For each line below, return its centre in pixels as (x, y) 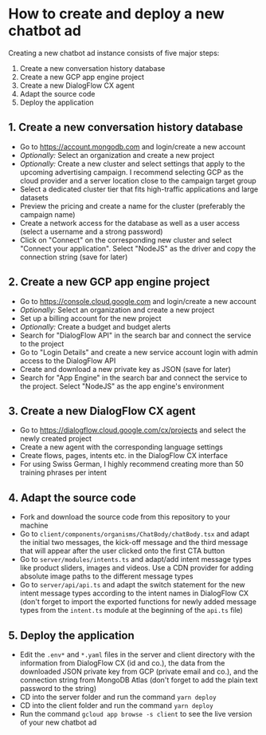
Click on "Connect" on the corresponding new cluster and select (126, 239)
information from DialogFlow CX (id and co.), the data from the (122, 663)
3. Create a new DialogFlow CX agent (102, 411)
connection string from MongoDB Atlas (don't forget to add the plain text (139, 680)
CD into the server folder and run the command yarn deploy (118, 697)
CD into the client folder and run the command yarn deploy (116, 705)
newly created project (56, 439)
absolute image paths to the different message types (106, 576)
